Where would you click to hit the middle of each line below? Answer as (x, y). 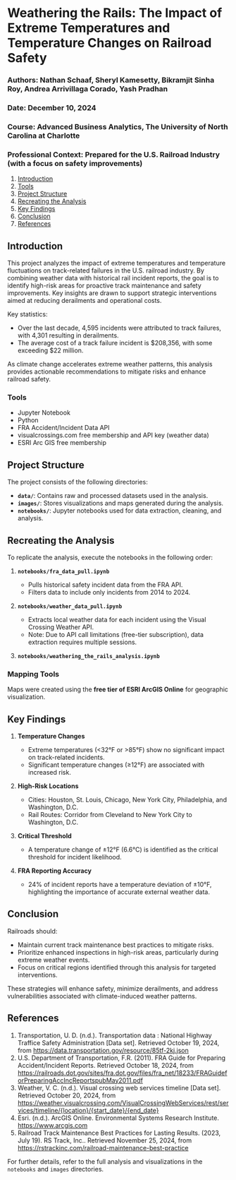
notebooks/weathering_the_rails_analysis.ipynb (88, 656)
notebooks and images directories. (56, 1169)
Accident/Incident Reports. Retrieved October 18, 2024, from (105, 1065)
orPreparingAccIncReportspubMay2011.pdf (80, 1080)
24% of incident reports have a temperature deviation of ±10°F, (120, 885)
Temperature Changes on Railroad (110, 43)
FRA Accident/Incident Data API (64, 428)
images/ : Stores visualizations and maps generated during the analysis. (120, 503)
